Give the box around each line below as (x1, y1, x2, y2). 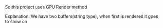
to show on (5, 19, 28, 24)
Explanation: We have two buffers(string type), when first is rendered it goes (5, 14, 158, 19)
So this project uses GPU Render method (5, 4, 88, 10)
